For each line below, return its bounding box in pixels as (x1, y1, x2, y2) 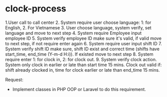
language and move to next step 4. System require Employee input (5, 30, 142, 36)
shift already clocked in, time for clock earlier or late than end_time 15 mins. (5, 67, 160, 73)
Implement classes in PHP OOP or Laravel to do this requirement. (12, 86, 146, 92)
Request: (5, 77, 23, 83)
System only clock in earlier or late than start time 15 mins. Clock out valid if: (5, 62, 162, 68)
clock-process (5, 3, 66, 14)
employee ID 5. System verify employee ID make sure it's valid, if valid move (5, 35, 162, 41)
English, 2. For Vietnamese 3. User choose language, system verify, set (5, 24, 152, 30)
